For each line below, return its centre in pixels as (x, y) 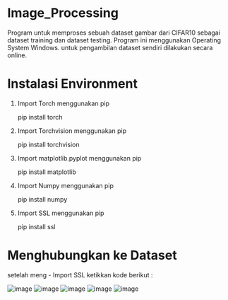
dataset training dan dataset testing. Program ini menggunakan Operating (114, 40)
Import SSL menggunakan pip (61, 213)
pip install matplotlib (47, 172)
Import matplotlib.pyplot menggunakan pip (79, 158)
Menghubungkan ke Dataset (92, 255)
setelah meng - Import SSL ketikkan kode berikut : (80, 275)
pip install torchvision (48, 144)
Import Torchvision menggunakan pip (72, 131)
